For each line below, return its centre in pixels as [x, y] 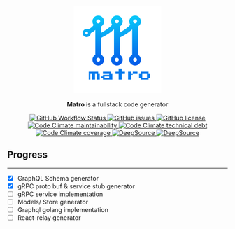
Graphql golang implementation [63, 210]
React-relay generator [49, 218]
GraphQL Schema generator [58, 178]
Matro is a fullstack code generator [117, 104]
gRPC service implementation [60, 194]
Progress [27, 155]
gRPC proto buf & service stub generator [76, 186]
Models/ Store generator [53, 202]
